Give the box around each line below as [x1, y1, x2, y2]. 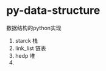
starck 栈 [15, 37, 38, 44]
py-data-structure [6, 4, 101, 17]
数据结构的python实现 [6, 24, 62, 31]
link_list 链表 [15, 45, 47, 52]
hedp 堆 [15, 52, 35, 59]
